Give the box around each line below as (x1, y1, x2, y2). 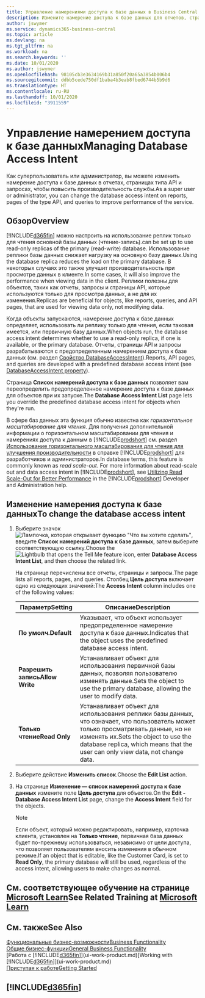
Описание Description (104, 603, 171, 612)
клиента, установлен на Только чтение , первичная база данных (15, 833, 183, 840)
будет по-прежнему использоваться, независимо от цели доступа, (15, 839, 192, 846)
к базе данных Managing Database (6, 139, 188, 153)
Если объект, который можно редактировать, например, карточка (15, 826, 189, 833)
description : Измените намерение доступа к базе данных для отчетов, (6, 15, 187, 21)
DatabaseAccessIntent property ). (6, 367, 90, 374)
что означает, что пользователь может (79, 717, 196, 726)
